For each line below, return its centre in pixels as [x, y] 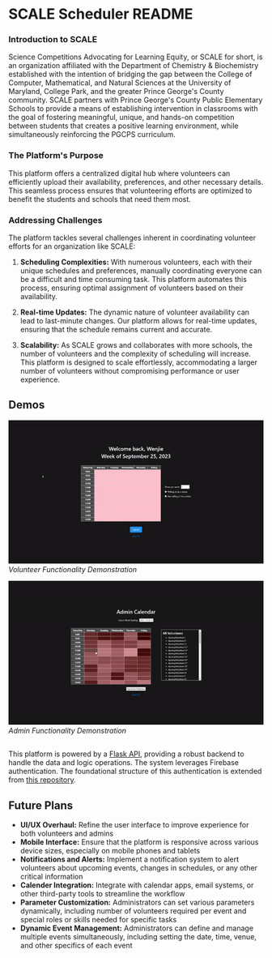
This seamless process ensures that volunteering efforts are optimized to [130, 190]
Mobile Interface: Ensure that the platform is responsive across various [139, 842]
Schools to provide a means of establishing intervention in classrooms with [133, 109]
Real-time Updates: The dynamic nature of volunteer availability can [134, 312]
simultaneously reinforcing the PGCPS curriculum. [92, 135]
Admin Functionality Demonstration [68, 730]
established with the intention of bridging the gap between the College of [130, 75]
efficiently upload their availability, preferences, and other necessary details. [136, 182]
